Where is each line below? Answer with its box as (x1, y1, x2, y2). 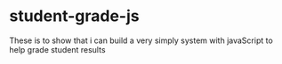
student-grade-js (9, 6, 140, 26)
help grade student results (9, 44, 106, 54)
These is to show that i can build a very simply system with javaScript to (9, 35, 273, 46)
